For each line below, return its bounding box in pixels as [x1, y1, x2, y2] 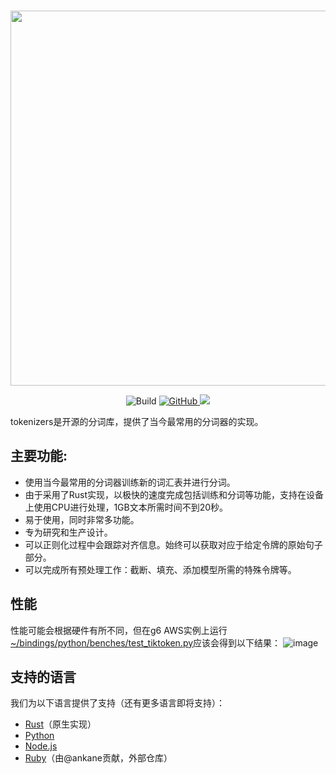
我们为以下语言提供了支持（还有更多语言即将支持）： [10, 697, 225, 709]
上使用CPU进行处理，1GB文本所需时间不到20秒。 [24, 501, 229, 513]
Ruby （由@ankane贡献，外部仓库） [24, 752, 173, 764]
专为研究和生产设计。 [24, 526, 113, 538]
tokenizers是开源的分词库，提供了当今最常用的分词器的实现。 [10, 416, 264, 427]
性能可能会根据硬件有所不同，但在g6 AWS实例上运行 [10, 624, 228, 636]
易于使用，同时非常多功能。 [24, 513, 140, 525]
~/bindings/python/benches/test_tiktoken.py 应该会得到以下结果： [10, 636, 282, 649]
